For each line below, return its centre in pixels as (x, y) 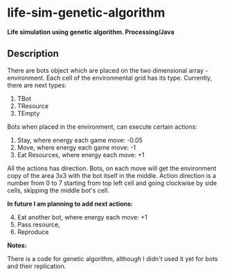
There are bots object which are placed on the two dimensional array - (108, 70)
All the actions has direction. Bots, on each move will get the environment (112, 168)
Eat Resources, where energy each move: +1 (81, 154)
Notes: (17, 245)
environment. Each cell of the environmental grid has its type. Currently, (110, 78)
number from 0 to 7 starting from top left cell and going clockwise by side (112, 183)
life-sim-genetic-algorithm (86, 13)
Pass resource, (38, 224)
